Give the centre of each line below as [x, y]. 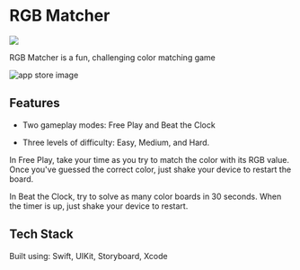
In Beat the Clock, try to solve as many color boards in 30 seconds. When [146, 196]
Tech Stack [41, 234]
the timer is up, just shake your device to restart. [99, 206]
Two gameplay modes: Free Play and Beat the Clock [119, 125]
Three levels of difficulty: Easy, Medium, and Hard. [116, 142]
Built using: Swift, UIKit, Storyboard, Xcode [88, 256]
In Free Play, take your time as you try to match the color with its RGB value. [150, 159]
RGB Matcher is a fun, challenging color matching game [112, 57]
